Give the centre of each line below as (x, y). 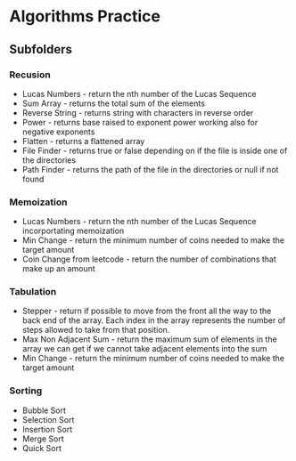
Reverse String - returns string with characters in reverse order (138, 112)
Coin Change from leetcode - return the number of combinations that (149, 259)
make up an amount (58, 269)
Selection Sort (48, 419)
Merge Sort (43, 439)
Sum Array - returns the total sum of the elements (113, 103)
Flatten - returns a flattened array (83, 141)
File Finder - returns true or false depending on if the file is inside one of (155, 150)
